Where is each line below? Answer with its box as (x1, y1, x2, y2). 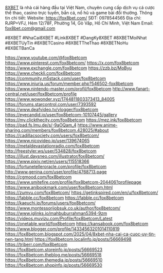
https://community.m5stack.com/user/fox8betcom (5, 76, 106, 81)
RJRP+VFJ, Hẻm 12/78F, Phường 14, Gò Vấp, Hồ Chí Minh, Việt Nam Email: (5, 20, 154, 26)
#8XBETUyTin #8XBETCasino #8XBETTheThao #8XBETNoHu (5, 40, 128, 46)
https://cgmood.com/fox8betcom (5, 174, 72, 180)
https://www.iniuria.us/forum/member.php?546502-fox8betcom (5, 81, 134, 86)
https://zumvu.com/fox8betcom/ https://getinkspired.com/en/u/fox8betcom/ (5, 189, 158, 195)
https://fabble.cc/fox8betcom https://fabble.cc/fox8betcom (5, 195, 124, 200)
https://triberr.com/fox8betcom (5, 242, 68, 247)
